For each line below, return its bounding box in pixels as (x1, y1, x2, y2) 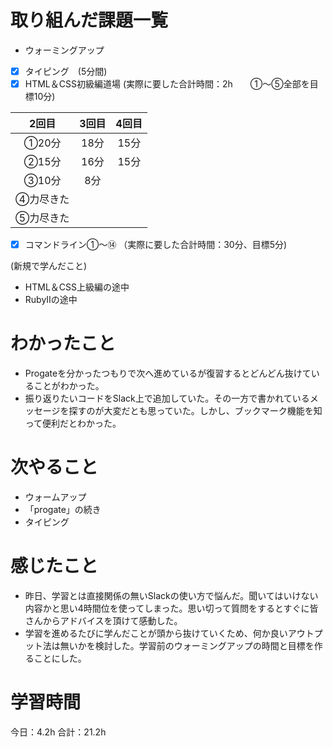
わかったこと (10, 332, 117, 355)
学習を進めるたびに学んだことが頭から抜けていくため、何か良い (24, 627, 288, 639)
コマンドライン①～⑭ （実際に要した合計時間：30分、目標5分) (24, 239, 288, 251)
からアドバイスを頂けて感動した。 (42, 614, 183, 626)
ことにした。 (33, 652, 87, 664)
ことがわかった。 (33, 380, 105, 392)
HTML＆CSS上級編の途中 (24, 281, 130, 293)
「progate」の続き (24, 504, 102, 515)
